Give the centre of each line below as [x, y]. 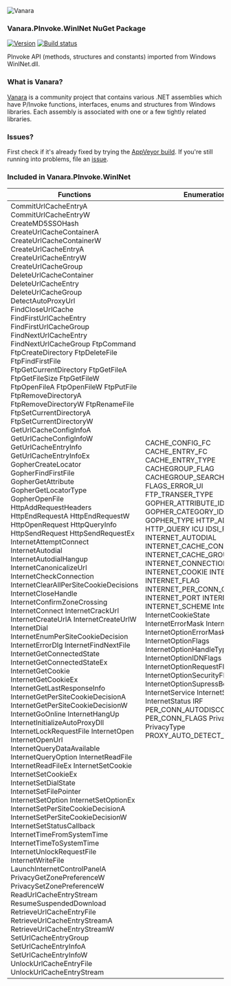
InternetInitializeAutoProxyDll [57, 723]
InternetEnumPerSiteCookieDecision [69, 637]
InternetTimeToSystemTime [55, 843]
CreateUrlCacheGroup [47, 266]
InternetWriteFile [37, 861]
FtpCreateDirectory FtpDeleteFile [64, 353]
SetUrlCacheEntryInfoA [48, 947]
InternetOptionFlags [177, 641]
